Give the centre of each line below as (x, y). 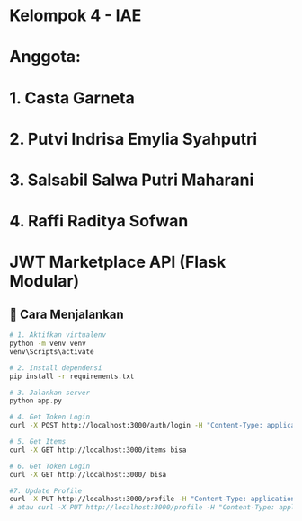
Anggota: (45, 57)
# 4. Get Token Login (50, 417)
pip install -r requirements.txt (72, 376)
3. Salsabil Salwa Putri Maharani (132, 180)
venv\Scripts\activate (52, 351)
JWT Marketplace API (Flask (118, 262)
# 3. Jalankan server (50, 393)
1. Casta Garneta (72, 97)
